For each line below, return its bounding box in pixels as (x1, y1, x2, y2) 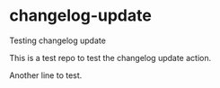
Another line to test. (9, 69, 83, 81)
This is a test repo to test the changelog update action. (9, 52, 212, 63)
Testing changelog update (9, 35, 106, 46)
